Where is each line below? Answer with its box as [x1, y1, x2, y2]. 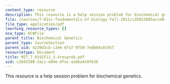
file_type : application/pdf [5, 21, 65, 27]
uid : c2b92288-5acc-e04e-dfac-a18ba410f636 [5, 59, 99, 64]
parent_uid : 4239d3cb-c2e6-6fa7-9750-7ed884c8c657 [5, 45, 114, 50]
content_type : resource [5, 7, 56, 13]
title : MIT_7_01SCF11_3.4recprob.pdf [5, 54, 85, 60]
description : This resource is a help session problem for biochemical [5, 12, 159, 17]
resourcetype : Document [5, 50, 56, 55]
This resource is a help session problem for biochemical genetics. [5, 73, 143, 79]
